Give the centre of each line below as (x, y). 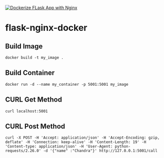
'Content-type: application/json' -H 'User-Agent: (59, 147)
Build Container (30, 73)
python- (123, 147)
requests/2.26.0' (23, 151)
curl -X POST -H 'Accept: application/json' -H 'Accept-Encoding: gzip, (82, 138)
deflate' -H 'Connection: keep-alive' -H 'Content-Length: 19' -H (76, 142)
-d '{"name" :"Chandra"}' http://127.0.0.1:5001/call (100, 151)
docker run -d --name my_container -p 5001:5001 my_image (67, 84)
